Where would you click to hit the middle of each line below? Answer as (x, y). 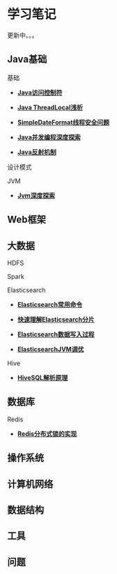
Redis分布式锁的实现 (47, 433)
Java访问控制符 (40, 93)
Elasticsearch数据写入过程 (56, 334)
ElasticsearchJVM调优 (50, 349)
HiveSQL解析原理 (42, 377)
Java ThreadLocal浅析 (50, 107)
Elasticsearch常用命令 (49, 304)
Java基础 (27, 59)
